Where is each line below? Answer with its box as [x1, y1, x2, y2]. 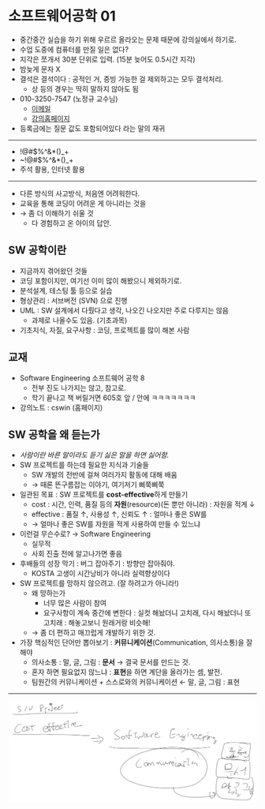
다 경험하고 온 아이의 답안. [31, 218, 112, 227]
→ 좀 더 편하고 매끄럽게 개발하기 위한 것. [31, 628, 156, 638]
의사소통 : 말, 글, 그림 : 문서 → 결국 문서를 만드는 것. [31, 657, 191, 667]
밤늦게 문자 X [19, 64, 61, 73]
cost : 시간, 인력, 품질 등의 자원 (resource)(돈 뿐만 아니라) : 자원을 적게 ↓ [31, 500, 256, 509]
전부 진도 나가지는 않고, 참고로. [31, 383, 126, 392]
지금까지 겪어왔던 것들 [19, 266, 88, 275]
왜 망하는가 [31, 589, 65, 598]
